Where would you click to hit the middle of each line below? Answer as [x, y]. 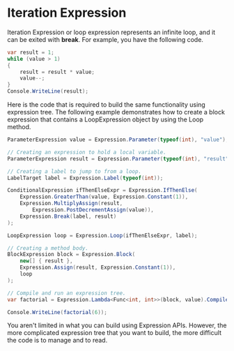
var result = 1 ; [31, 52]
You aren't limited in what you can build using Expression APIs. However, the [117, 325]
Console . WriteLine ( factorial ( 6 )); [57, 312]
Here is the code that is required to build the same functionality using [106, 105]
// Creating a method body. [48, 248]
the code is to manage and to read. [57, 341]
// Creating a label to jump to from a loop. [74, 171]
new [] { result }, [46, 261]
